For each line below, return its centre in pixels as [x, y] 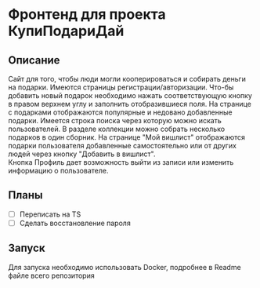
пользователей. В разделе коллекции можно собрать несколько [117, 129]
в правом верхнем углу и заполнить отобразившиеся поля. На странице [130, 104]
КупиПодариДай [66, 31]
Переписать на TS [50, 214]
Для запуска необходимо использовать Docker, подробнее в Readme [125, 267]
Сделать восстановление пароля [75, 223]
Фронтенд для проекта [87, 15]
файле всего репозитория [52, 275]
